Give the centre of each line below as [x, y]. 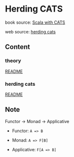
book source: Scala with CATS [35, 22]
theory [13, 61]
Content [18, 47]
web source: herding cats [30, 31]
